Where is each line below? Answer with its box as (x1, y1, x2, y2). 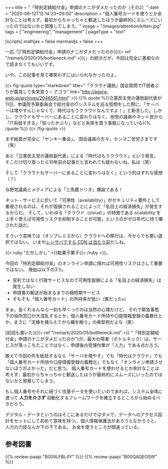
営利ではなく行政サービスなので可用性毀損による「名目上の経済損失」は (12, 277, 161, 283)
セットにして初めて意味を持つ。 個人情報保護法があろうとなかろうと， (13, 418, 159, 423)
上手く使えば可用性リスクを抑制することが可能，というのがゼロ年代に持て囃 (5, 216, 163, 221)
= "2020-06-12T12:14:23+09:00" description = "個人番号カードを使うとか (5, 10, 158, 16)
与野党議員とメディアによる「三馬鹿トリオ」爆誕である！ (5, 186, 123, 192)
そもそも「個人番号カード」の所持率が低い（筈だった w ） (12, 296, 129, 301)
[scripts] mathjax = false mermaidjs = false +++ (5, 38, 103, 44)
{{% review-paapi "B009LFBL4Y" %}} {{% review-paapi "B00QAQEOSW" (5, 453, 157, 459)
